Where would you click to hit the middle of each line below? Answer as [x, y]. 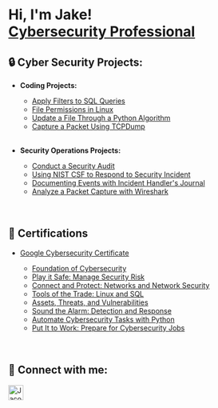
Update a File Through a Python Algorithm [101, 118]
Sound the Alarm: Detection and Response [101, 310]
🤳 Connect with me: [58, 370]
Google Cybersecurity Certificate [74, 253]
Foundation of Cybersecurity [79, 268]
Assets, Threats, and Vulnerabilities [90, 302]
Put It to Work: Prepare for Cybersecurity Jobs [108, 328]
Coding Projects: [48, 85]
